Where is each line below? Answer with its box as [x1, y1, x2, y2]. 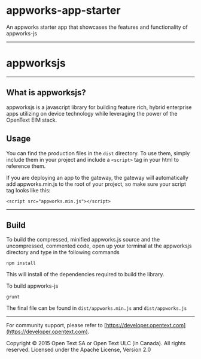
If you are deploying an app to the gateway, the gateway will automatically [6, 174, 188, 181]
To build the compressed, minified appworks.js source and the [6, 236, 160, 243]
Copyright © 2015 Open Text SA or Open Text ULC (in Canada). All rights [6, 340, 186, 347]
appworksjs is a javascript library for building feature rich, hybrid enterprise [6, 103, 192, 111]
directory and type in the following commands [6, 249, 120, 256]
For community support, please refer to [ [6, 322, 106, 329]
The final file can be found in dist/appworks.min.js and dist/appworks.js [6, 304, 187, 312]
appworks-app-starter [6, 4, 121, 17]
